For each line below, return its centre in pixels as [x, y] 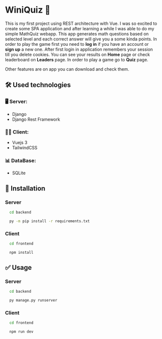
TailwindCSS [25, 148]
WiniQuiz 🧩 [28, 10]
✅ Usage [18, 268]
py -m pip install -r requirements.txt [50, 221]
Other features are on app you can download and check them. [67, 69]
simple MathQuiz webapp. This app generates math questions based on [77, 34]
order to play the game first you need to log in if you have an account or [77, 44]
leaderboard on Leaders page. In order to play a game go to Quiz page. [77, 59]
